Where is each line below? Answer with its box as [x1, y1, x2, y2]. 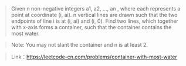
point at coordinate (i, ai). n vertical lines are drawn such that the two [11, 12, 178, 19]
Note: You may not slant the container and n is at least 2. [11, 41, 148, 48]
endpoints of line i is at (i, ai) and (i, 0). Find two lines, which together [11, 18, 178, 25]
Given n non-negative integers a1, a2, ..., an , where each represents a [11, 5, 181, 12]
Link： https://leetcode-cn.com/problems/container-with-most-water [11, 53, 177, 61]
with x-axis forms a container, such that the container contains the [11, 24, 172, 31]
